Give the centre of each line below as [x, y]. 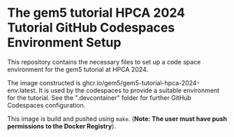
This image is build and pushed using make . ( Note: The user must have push [117, 118]
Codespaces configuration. [46, 105]
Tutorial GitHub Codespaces [91, 28]
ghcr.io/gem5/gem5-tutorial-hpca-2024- [141, 82]
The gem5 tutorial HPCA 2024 [96, 13]
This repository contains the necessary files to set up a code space [104, 62]
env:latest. [22, 90]
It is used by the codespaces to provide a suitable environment [129, 90]
